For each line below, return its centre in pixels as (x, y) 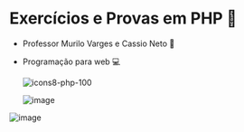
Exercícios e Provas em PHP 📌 (123, 19)
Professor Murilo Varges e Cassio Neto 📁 (99, 43)
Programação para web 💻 (71, 61)
